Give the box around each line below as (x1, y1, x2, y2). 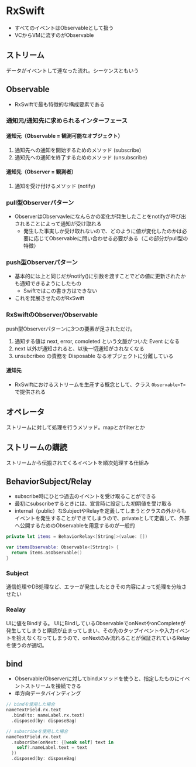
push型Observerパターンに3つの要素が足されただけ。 (6, 325, 136, 332)
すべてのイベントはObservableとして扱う (14, 24, 114, 31)
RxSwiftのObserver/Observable (6, 311, 98, 319)
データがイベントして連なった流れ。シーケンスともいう (6, 67, 139, 74)
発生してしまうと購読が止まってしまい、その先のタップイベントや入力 (6, 627, 175, 634)
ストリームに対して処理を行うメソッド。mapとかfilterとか (6, 424, 145, 431)
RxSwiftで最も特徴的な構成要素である (14, 101, 105, 108)
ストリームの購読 (6, 442, 68, 452)
